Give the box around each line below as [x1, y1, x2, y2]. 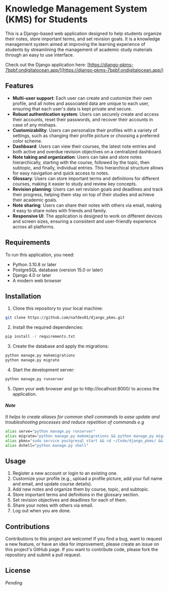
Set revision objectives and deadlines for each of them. [12, 497, 127, 503]
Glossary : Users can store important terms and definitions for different [12, 175, 159, 182]
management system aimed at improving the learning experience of [5, 41, 146, 47]
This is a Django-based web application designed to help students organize [5, 30, 162, 36]
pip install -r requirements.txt [5, 334, 75, 339]
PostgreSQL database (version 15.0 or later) [12, 267, 103, 273]
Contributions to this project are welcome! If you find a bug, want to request [5, 536, 162, 542]
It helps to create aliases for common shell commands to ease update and [5, 413, 160, 420]
